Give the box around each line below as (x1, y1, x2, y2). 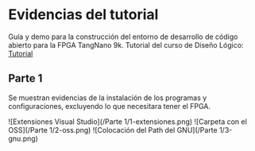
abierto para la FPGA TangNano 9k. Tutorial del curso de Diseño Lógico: (8, 40, 244, 49)
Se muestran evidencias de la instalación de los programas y (8, 93, 207, 103)
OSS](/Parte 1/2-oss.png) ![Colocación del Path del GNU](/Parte (8, 125, 218, 134)
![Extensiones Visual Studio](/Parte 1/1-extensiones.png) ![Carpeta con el (8, 117, 248, 126)
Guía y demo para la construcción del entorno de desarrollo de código (8, 32, 238, 41)
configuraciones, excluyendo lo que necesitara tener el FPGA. (8, 101, 211, 110)
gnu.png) (8, 134, 38, 143)
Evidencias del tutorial (8, 6, 159, 24)
